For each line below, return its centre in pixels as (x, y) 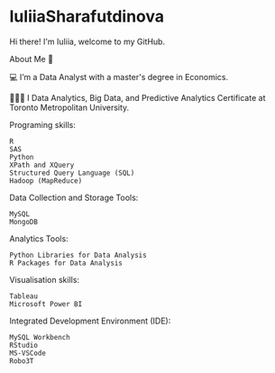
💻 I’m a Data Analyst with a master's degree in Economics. (119, 77)
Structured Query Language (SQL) (72, 173)
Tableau (24, 296)
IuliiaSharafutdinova (87, 17)
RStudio (24, 345)
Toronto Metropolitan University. (69, 107)
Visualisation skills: (44, 279)
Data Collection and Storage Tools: (74, 197)
